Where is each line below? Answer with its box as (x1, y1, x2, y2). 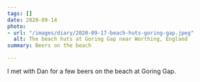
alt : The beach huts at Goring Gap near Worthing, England (13, 36, 188, 43)
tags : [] (7, 10, 33, 17)
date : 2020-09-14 (7, 17, 58, 23)
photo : (7, 23, 26, 30)
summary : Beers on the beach (7, 42, 92, 49)
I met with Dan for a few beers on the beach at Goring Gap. (7, 67, 176, 75)
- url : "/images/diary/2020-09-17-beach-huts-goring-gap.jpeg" (7, 29, 194, 37)
